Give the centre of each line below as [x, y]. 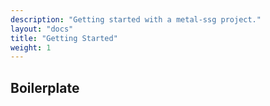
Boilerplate [45, 87]
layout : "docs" [42, 29]
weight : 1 [31, 47]
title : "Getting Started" [64, 38]
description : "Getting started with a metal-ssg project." [136, 19]
